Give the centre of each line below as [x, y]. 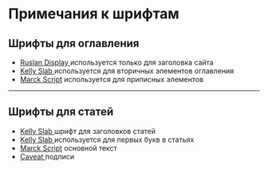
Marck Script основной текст [68, 147]
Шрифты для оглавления [74, 43]
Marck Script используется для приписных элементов [112, 79]
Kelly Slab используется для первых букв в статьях [107, 140]
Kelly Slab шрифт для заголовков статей [88, 131]
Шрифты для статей [61, 112]
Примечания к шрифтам [94, 14]
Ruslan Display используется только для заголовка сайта [116, 62]
